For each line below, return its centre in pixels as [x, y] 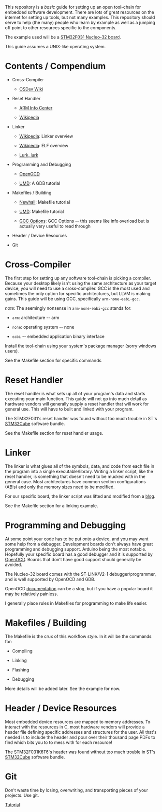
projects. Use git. [22, 795]
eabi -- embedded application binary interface [58, 336]
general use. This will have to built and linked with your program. [69, 409]
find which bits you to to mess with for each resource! [59, 742]
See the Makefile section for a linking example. [52, 506]
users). [12, 351]
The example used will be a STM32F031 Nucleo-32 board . [63, 37]
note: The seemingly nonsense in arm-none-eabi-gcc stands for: [68, 308]
